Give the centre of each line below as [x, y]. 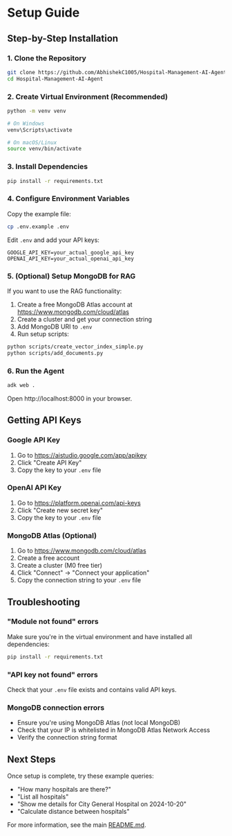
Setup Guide [43, 13]
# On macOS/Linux [32, 142]
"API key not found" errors [52, 674]
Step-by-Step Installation [63, 38]
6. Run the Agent [36, 371]
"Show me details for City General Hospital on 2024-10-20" [102, 804]
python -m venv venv [37, 111]
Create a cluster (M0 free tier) [59, 566]
